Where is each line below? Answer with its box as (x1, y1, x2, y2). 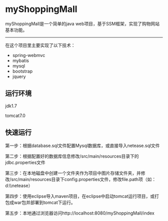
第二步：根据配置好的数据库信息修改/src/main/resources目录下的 (5, 153, 139, 159)
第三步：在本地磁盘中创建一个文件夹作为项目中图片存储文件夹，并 (5, 170, 141, 176)
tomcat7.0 (5, 112, 26, 118)
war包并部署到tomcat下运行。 (13, 199, 76, 205)
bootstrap (12, 68, 33, 74)
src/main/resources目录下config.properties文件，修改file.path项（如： (11, 176, 156, 182)
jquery (12, 73, 26, 79)
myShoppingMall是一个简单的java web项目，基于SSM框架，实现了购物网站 (5, 20, 160, 26)
